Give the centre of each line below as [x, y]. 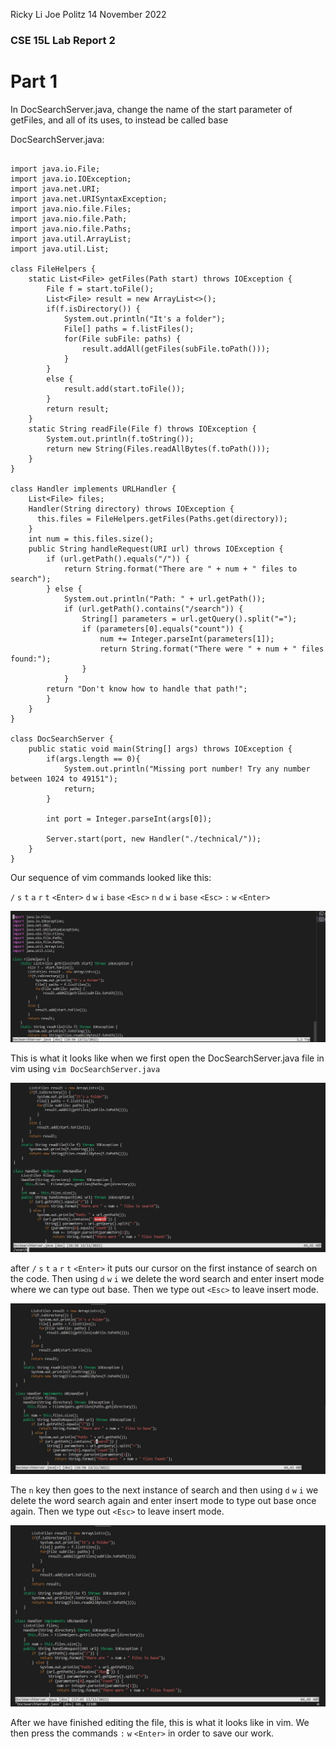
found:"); [31, 659]
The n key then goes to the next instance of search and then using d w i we [164, 1490]
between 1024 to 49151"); [64, 779]
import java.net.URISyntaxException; [89, 199]
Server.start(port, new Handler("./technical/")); [154, 839]
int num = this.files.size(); [91, 539]
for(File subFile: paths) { [122, 339]
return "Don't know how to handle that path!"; [147, 689]
